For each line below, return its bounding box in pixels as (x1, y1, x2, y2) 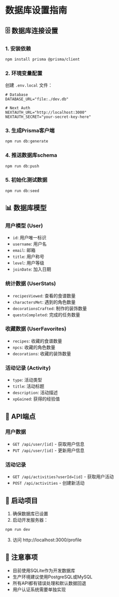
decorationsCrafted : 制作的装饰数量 (12, 305, 87, 311)
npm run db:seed (5, 188, 39, 193)
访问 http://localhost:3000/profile (12, 537, 82, 543)
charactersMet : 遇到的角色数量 (12, 299, 76, 305)
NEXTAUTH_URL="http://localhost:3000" (5, 110, 87, 115)
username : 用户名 (12, 241, 47, 247)
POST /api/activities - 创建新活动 (12, 480, 85, 486)
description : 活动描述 (12, 390, 58, 396)
